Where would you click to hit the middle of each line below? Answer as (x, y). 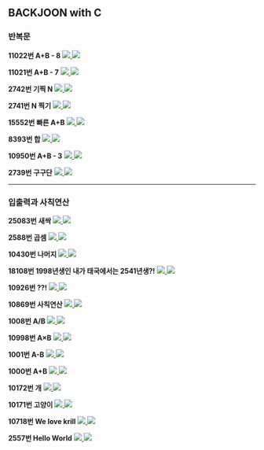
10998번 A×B (30, 337)
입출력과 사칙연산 (39, 202)
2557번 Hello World (40, 438)
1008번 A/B (27, 321)
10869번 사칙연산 (35, 304)
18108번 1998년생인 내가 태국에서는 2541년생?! (82, 271)
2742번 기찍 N (31, 89)
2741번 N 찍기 (30, 105)
